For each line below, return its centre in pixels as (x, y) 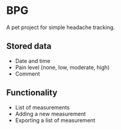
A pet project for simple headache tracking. (61, 27)
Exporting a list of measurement (55, 120)
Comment (27, 74)
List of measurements (42, 107)
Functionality (32, 93)
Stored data (29, 46)
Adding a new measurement (50, 114)
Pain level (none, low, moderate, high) (62, 67)
